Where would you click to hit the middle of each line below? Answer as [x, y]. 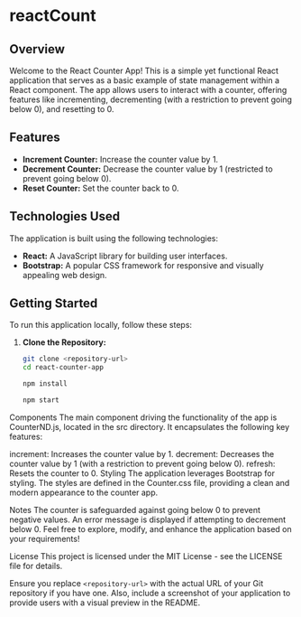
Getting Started [54, 304]
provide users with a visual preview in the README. [105, 603]
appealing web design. [64, 275]
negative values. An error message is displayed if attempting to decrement [148, 519]
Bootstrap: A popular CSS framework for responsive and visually [143, 265]
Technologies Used [64, 216]
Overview [37, 49]
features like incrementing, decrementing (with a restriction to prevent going [151, 99]
